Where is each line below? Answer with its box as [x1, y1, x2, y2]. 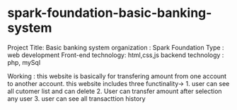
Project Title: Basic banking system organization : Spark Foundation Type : [7, 43, 224, 51]
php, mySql [7, 58, 41, 66]
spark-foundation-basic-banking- [7, 5, 212, 21]
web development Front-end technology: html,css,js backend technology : [7, 51, 224, 59]
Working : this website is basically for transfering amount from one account [7, 72, 227, 80]
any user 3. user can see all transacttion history [7, 94, 146, 103]
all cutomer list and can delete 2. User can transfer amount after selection [7, 87, 222, 95]
